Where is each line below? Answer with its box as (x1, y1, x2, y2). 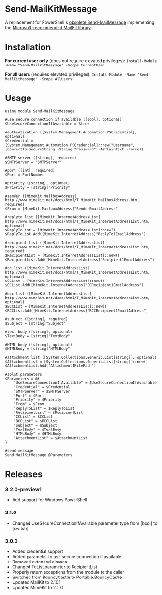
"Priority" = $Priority (14, 397, 62, 402)
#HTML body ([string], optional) (5, 342, 73, 347)
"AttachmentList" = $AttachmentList (14, 435, 88, 440)
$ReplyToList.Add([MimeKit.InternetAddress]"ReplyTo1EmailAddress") (5, 231, 146, 236)
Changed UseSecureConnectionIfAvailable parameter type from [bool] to (12, 520, 158, 526)
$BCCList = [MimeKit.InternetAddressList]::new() (5, 304, 107, 309)
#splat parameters (5, 372, 42, 377)
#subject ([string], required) (5, 316, 68, 321)
